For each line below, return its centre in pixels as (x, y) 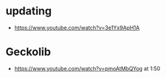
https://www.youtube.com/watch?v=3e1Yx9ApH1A (77, 28)
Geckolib (28, 52)
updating (29, 11)
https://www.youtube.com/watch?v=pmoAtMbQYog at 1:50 (87, 68)
